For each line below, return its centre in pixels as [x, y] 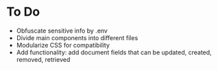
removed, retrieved [43, 59]
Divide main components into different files [77, 37]
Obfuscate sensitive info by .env [62, 31]
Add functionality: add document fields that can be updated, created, [114, 52]
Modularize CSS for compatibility [63, 45]
